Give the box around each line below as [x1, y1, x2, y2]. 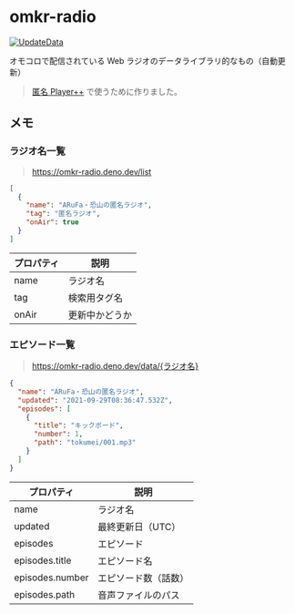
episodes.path [14, 588, 76, 600]
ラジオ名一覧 [9, 145, 66, 158]
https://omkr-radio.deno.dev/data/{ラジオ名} [31, 361, 198, 372]
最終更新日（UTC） [97, 520, 181, 533]
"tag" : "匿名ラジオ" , [25, 210, 101, 219]
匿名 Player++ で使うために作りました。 [31, 86, 182, 97]
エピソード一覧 [9, 338, 76, 351]
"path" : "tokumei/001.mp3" [33, 438, 137, 447]
